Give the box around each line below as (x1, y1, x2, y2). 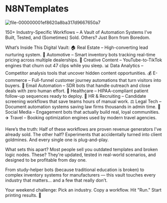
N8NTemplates (5, 3, 69, 14)
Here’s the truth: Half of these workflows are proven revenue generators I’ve (5, 126, 162, 132)
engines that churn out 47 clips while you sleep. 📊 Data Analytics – (5, 62, 144, 68)
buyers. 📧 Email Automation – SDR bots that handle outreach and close (5, 82, 151, 88)
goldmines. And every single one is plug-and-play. (5, 137, 109, 143)
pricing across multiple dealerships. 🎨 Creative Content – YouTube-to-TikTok (5, 57, 163, 63)
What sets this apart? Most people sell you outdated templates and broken (5, 146, 158, 152)
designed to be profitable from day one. (5, 157, 87, 163)
